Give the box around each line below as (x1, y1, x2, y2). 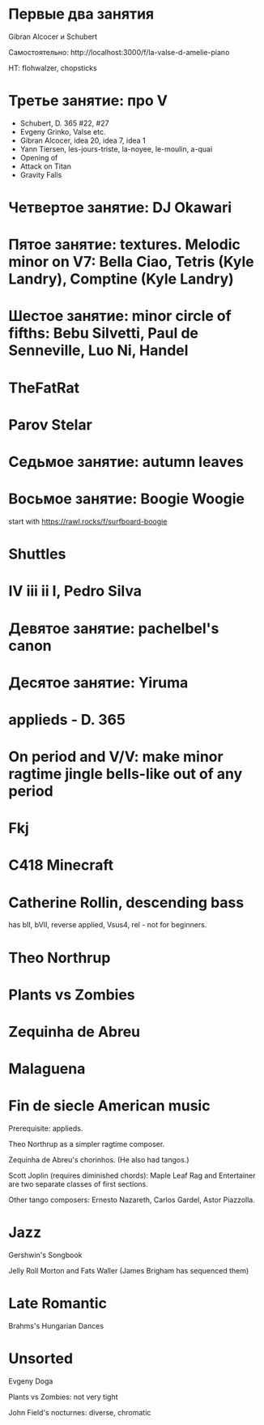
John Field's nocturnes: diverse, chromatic (8, 1407, 151, 1417)
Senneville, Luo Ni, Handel (8, 341, 189, 360)
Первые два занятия (8, 5, 155, 24)
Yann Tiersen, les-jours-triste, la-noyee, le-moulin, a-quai (19, 143, 213, 154)
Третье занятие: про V (8, 92, 168, 110)
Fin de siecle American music (8, 1097, 211, 1115)
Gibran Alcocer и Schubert (8, 32, 98, 41)
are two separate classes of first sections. (8, 1179, 148, 1189)
